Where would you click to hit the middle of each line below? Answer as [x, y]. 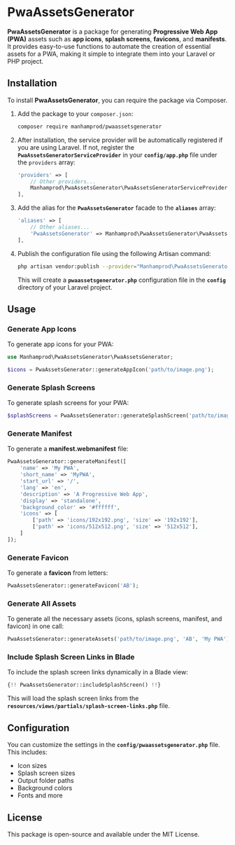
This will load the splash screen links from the [73, 698]
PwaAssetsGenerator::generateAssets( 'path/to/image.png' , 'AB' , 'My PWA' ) [119, 639]
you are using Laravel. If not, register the [76, 147]
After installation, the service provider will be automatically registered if [120, 140]
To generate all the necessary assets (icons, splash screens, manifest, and [115, 619]
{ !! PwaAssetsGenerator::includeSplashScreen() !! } [84, 685]
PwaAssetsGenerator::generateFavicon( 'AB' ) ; [73, 586]
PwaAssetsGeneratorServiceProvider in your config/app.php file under [117, 155]
